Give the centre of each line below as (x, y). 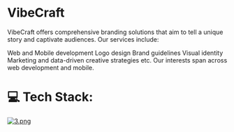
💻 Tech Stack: (50, 97)
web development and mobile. (51, 67)
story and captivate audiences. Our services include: (83, 39)
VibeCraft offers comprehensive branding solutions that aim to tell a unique (115, 32)
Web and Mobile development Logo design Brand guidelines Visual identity (115, 53)
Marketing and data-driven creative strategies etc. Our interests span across (117, 60)
